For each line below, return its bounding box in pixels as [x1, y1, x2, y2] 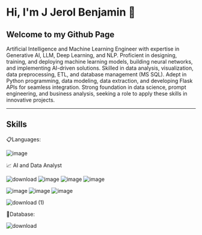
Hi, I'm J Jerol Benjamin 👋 [6, 5, 136, 19]
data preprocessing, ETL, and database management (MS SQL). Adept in [6, 71, 187, 78]
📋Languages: [6, 135, 41, 143]
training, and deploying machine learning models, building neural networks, [6, 58, 193, 65]
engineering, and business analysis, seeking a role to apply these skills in [6, 90, 188, 97]
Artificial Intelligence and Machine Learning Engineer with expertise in [6, 45, 180, 52]
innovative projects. [6, 96, 55, 103]
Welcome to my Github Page [6, 29, 115, 40]
